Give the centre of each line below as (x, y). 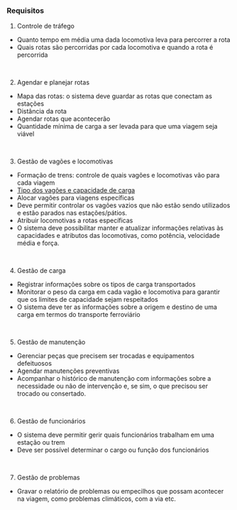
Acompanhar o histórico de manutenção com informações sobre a (114, 379)
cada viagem (36, 183)
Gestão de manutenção (51, 342)
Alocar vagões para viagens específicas (76, 198)
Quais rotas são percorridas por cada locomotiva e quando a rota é (115, 48)
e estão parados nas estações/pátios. (72, 213)
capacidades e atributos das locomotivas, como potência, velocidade (118, 236)
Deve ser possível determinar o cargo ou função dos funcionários (113, 450)
